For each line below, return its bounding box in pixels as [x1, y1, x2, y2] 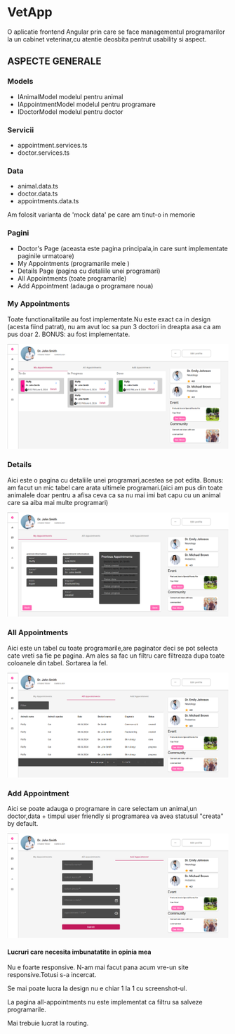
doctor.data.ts [17, 189, 58, 198]
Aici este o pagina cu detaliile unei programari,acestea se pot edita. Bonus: [7, 475, 224, 484]
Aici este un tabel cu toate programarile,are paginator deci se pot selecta [7, 644, 218, 652]
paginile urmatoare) [17, 251, 75, 260]
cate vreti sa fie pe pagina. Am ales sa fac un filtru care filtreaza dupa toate [7, 651, 225, 660]
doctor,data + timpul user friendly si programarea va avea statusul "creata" [7, 812, 224, 820]
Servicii [7, 125, 34, 134]
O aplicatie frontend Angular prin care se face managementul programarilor [7, 27, 226, 36]
